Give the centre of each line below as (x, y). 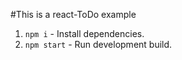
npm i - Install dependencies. (84, 33)
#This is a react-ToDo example (73, 14)
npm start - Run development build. (98, 44)
